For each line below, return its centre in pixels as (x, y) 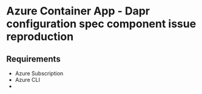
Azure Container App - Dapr (78, 11)
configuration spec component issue (101, 24)
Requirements (33, 59)
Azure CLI (28, 80)
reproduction (40, 37)
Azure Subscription (39, 73)
